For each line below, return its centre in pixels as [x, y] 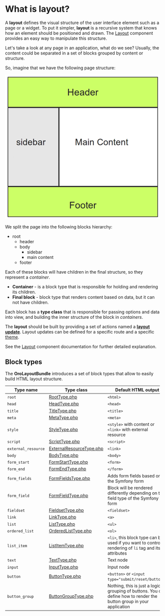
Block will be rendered [130, 488]
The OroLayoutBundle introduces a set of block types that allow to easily [79, 374]
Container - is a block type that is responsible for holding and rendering [85, 286]
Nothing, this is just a [128, 586]
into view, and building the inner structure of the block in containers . [74, 317]
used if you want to [127, 543]
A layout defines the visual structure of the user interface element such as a [82, 23]
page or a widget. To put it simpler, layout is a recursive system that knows [81, 28]
